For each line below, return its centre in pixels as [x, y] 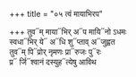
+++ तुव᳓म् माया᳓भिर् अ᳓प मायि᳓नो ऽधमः [68, 32]
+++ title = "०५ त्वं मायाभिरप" [56, 14]
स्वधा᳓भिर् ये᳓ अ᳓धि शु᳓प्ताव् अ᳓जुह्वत [62, 42]
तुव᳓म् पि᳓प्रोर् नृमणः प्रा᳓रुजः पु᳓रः [55, 52]
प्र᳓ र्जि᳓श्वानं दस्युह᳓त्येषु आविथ [53, 62]
